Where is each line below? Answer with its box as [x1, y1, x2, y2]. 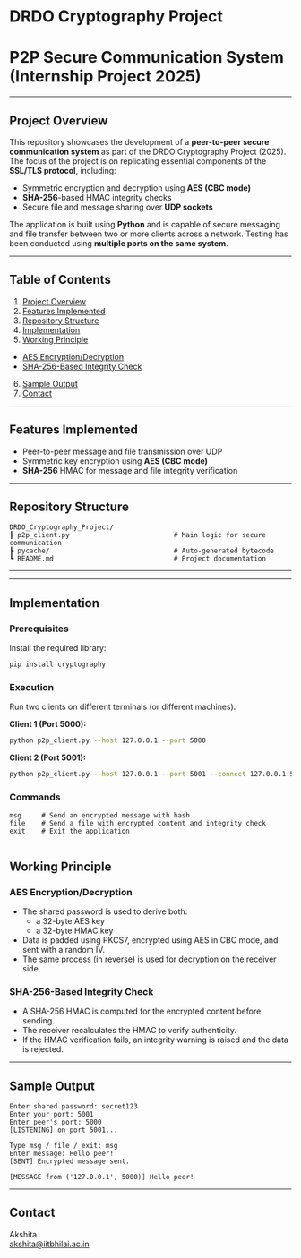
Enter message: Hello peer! [9, 1149, 115, 1159]
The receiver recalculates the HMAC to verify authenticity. [21, 1025, 237, 1036]
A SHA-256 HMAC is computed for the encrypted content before [21, 1006, 262, 1017]
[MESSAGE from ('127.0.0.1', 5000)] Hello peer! [9, 1173, 194, 1182]
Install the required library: [9, 643, 107, 654]
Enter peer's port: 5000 [9, 1117, 102, 1127]
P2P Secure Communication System [9, 47, 285, 68]
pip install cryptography [9, 660, 106, 669]
